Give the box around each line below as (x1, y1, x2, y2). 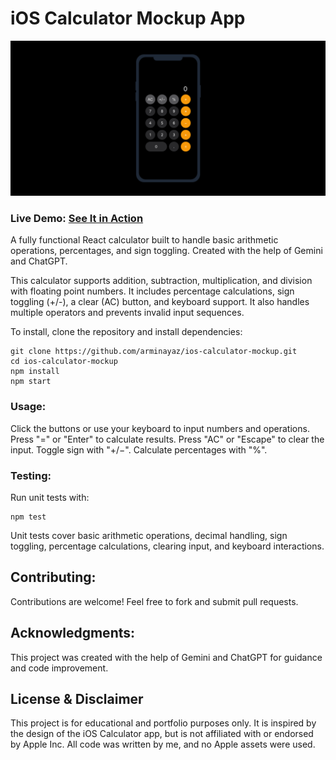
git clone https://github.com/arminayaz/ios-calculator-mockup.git (10, 347, 298, 357)
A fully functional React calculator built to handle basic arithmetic (10, 234, 279, 246)
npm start (10, 377, 52, 387)
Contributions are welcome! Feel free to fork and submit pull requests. (10, 595, 299, 607)
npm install (10, 367, 60, 377)
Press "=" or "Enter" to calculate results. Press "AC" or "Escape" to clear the (10, 433, 325, 445)
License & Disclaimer (10, 690, 144, 707)
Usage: (10, 400, 47, 414)
